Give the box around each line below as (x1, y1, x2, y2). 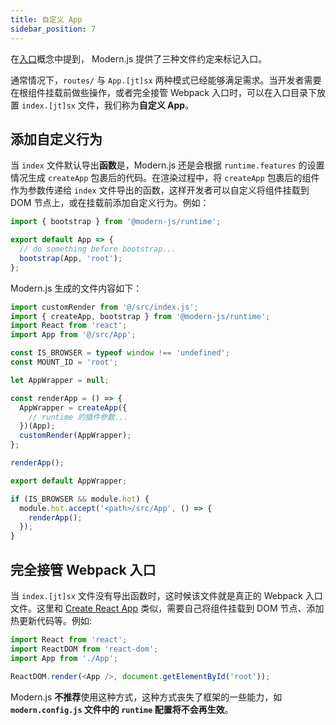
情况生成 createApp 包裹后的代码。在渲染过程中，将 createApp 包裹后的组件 (10, 172, 320, 184)
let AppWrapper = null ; (10, 375, 110, 385)
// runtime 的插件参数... (28, 412, 129, 422)
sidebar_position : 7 (10, 24, 97, 34)
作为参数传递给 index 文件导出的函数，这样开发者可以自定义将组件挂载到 (10, 184, 310, 196)
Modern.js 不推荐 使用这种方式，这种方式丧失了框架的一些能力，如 (10, 691, 283, 703)
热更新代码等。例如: (10, 615, 93, 626)
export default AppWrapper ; (10, 476, 128, 486)
